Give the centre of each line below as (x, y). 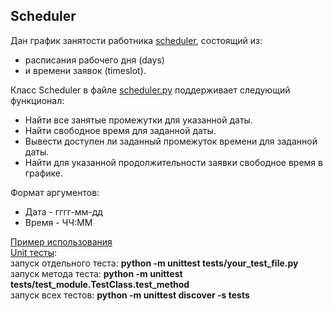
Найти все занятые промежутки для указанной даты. (138, 120)
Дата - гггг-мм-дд (63, 211)
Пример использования (61, 241)
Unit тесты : (34, 252)
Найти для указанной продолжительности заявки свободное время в (173, 162)
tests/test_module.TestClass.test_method (100, 284)
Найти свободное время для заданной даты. (120, 130)
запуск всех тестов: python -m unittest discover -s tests (130, 295)
